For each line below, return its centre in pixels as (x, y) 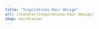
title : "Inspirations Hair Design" (42, 10)
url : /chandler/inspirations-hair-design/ (49, 14)
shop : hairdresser (24, 19)
